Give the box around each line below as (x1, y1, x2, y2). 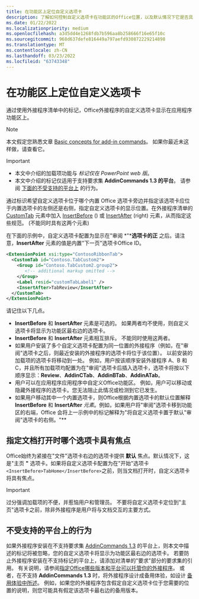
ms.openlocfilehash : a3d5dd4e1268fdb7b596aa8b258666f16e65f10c (6, 31, 166, 37)
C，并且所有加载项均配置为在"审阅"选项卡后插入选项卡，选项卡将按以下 (14, 364, 190, 371)
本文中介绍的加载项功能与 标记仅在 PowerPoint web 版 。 (14, 170, 153, 177)
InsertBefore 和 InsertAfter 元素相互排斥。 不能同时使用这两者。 (14, 335, 174, 342)
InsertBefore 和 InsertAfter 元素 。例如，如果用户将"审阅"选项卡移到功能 (14, 402, 192, 409)
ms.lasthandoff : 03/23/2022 (6, 53, 76, 59)
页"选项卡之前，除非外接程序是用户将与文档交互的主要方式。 (6, 506, 154, 513)
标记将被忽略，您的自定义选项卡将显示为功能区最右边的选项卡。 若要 (16, 549, 184, 556)
